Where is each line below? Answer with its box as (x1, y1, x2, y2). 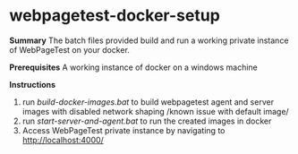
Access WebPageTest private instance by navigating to (21, 124, 226, 135)
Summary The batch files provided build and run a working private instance (9, 35, 289, 46)
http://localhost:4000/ (21, 134, 105, 145)
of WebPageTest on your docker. (9, 44, 130, 55)
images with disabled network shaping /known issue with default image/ (21, 106, 289, 116)
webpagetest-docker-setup (9, 5, 221, 26)
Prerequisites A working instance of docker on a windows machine (9, 62, 258, 73)
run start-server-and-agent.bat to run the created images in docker (21, 115, 272, 126)
